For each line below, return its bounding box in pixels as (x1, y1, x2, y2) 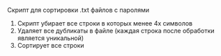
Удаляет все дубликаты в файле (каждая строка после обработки (17, 27, 215, 35)
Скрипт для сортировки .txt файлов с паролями (7, 6, 150, 14)
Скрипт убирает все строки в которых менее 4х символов (17, 19, 193, 27)
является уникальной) (17, 34, 84, 42)
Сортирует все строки (17, 41, 85, 49)
